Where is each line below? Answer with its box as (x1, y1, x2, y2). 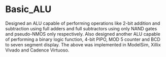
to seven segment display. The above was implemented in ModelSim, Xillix (5, 41, 161, 47)
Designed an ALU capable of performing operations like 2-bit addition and (5, 20, 160, 26)
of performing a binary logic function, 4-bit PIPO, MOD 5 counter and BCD (5, 36, 161, 42)
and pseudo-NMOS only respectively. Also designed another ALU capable (5, 31, 161, 37)
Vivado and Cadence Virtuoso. (5, 47, 70, 53)
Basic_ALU (5, 4, 52, 15)
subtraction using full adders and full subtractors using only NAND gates (5, 25, 157, 31)
